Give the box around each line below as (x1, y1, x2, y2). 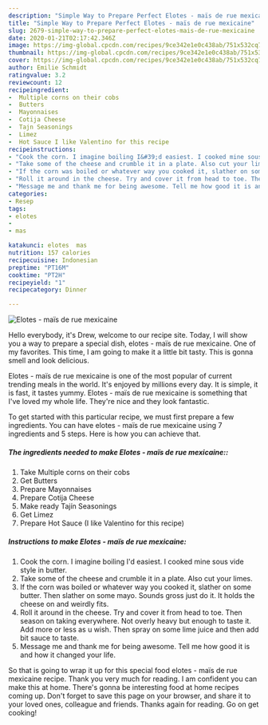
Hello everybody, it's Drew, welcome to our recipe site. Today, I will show (8, 331, 248, 340)
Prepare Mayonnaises (19, 485, 92, 494)
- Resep (8, 197, 34, 205)
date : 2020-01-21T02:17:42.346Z (8, 34, 116, 42)
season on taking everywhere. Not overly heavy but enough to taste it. (19, 616, 251, 626)
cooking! (8, 708, 37, 718)
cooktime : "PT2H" (8, 271, 66, 279)
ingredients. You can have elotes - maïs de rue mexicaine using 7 (8, 421, 223, 430)
